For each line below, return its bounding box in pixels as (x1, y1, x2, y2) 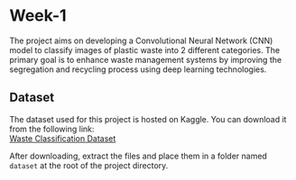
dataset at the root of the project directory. (9, 159, 169, 171)
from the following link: (9, 123, 95, 134)
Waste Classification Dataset (9, 132, 116, 144)
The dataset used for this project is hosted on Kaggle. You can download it (9, 113, 287, 124)
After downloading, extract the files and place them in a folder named (9, 150, 268, 161)
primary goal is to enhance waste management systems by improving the (9, 54, 282, 65)
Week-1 (9, 5, 67, 26)
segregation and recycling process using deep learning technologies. (9, 64, 267, 75)
